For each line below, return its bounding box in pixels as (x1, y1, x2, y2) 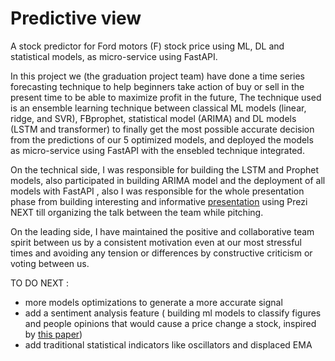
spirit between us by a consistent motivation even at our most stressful (10, 236, 303, 248)
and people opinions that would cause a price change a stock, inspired (24, 317, 317, 329)
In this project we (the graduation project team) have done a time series (10, 70, 305, 82)
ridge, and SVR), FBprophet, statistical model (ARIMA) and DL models (10, 112, 297, 124)
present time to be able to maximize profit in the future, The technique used (10, 91, 322, 103)
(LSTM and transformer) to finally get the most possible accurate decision (10, 123, 315, 135)
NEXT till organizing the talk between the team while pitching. (10, 206, 264, 218)
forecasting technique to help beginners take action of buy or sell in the (10, 80, 305, 92)
